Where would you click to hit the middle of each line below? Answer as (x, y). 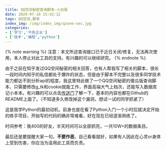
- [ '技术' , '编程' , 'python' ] (33, 37)
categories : (17, 28)
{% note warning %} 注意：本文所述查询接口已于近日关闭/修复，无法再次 (79, 52)
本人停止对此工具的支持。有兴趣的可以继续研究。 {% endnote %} (80, 58)
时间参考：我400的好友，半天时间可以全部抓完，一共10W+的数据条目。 (78, 126)
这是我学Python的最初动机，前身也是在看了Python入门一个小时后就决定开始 (82, 109)
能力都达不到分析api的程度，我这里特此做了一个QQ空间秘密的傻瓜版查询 (79, 80)
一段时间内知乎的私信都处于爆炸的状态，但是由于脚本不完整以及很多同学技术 (83, 74)
